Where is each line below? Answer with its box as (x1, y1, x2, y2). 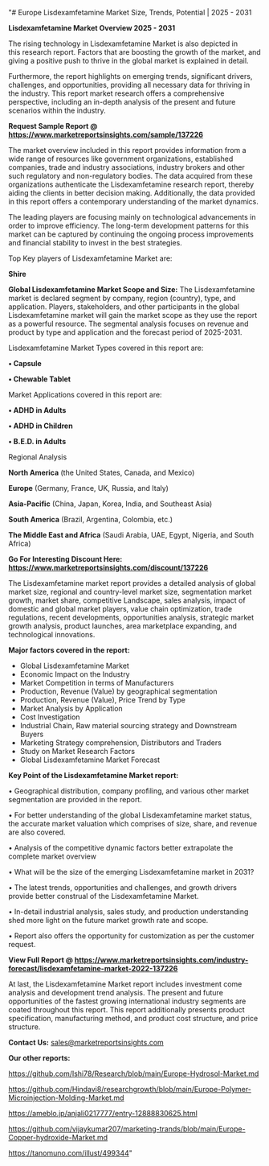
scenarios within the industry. (8, 105, 106, 115)
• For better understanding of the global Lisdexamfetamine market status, (8, 810, 252, 820)
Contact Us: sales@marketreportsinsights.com (8, 1038, 165, 1047)
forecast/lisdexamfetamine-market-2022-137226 (8, 964, 178, 973)
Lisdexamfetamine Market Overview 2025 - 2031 (8, 23, 176, 32)
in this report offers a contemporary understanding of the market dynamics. (8, 197, 259, 206)
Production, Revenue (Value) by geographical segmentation (19, 686, 218, 696)
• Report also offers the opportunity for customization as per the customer (8, 931, 255, 941)
